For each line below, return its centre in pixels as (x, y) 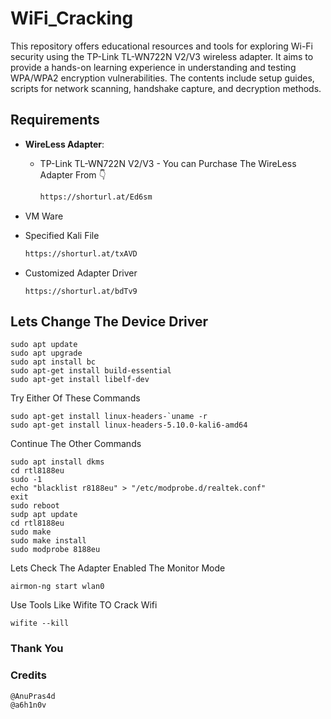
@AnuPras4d (33, 696)
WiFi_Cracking (72, 18)
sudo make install (48, 541)
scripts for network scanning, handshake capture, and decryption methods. (166, 88)
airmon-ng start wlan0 (57, 587)
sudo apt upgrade (46, 353)
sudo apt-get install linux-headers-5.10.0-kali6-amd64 (129, 425)
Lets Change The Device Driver (109, 321)
